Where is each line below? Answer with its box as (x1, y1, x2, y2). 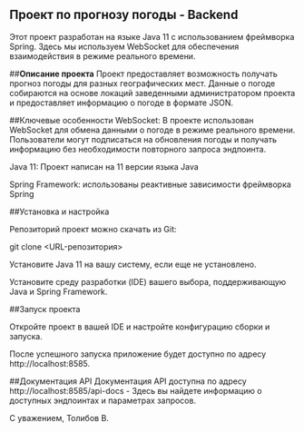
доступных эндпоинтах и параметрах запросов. (9, 395, 197, 406)
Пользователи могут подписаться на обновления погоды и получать (9, 133, 277, 144)
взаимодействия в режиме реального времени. (9, 50, 196, 62)
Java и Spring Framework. (9, 286, 108, 297)
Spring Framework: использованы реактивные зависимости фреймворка (9, 179, 292, 190)
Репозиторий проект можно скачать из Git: (9, 223, 177, 234)
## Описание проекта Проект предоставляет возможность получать (9, 68, 279, 79)
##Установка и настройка (9, 206, 110, 217)
